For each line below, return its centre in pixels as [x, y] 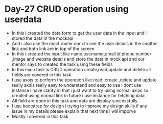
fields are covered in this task [41, 74]
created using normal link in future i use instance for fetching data [78, 95]
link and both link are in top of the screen [53, 49]
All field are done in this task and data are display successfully [74, 100]
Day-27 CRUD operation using [67, 9]
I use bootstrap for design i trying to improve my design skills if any [79, 106]
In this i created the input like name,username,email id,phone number [81, 54]
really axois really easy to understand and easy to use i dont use [76, 85]
